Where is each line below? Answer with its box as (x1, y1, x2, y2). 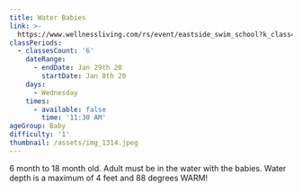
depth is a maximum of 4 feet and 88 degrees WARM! (9, 172, 209, 183)
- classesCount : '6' (17, 47, 94, 56)
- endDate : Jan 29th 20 (32, 64, 123, 73)
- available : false (32, 105, 106, 114)
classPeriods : (9, 38, 63, 48)
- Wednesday (32, 88, 78, 97)
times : (25, 96, 50, 106)
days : (25, 80, 47, 89)
